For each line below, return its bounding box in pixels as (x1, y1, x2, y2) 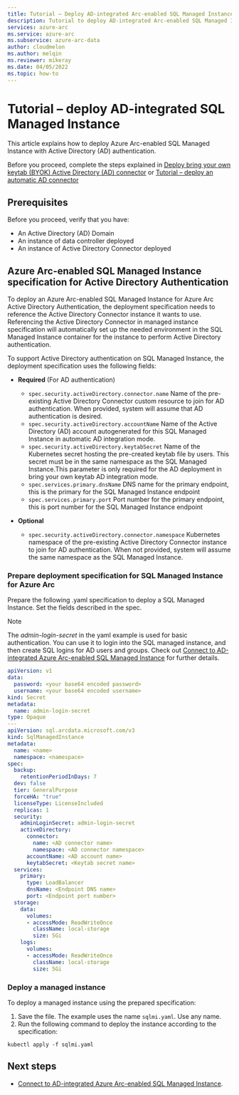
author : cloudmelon (7, 43, 65, 51)
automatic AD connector (7, 176, 79, 184)
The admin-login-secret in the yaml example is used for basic (7, 631, 188, 639)
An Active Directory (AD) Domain (17, 229, 115, 238)
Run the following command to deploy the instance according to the (17, 1020, 217, 1028)
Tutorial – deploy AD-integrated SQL (7, 100, 225, 117)
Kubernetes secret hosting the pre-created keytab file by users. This (28, 450, 230, 459)
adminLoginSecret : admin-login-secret (20, 819, 135, 827)
